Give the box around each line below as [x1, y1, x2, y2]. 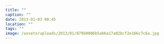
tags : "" [5, 26, 24, 31]
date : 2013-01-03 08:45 [5, 17, 56, 22]
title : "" [5, 7, 27, 13]
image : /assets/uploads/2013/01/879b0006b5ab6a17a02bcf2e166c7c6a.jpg [5, 31, 159, 36]
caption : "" [5, 12, 31, 17]
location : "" [5, 21, 33, 27]
